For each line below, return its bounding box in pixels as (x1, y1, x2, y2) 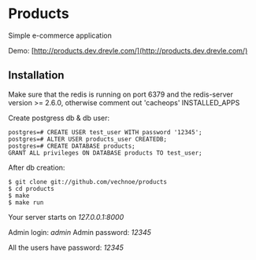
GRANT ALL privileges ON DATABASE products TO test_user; (8, 148, 202, 157)
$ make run (8, 198, 44, 207)
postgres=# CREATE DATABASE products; (8, 142, 135, 150)
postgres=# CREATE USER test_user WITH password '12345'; (8, 128, 202, 136)
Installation (8, 68, 65, 82)
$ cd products (8, 185, 55, 192)
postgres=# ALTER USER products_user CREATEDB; (8, 135, 168, 143)
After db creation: (8, 163, 65, 172)
